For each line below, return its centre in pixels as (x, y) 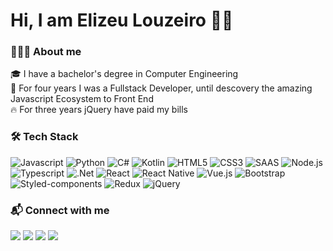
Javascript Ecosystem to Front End (82, 99)
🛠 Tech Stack (44, 137)
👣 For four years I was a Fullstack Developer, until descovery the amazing (161, 88)
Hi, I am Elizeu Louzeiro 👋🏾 (122, 20)
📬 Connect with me (60, 210)
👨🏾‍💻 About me (46, 52)
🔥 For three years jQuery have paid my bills (99, 110)
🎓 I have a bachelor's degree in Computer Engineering (124, 74)
